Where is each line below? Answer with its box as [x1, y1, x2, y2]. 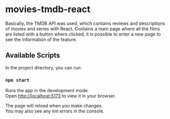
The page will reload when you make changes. [5, 103, 103, 109]
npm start [5, 77, 30, 83]
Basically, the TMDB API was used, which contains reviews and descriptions [5, 20, 165, 26]
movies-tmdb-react [5, 4, 91, 15]
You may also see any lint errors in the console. [5, 108, 104, 114]
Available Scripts [5, 51, 60, 60]
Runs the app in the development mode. [5, 88, 89, 94]
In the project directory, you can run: [5, 64, 82, 70]
